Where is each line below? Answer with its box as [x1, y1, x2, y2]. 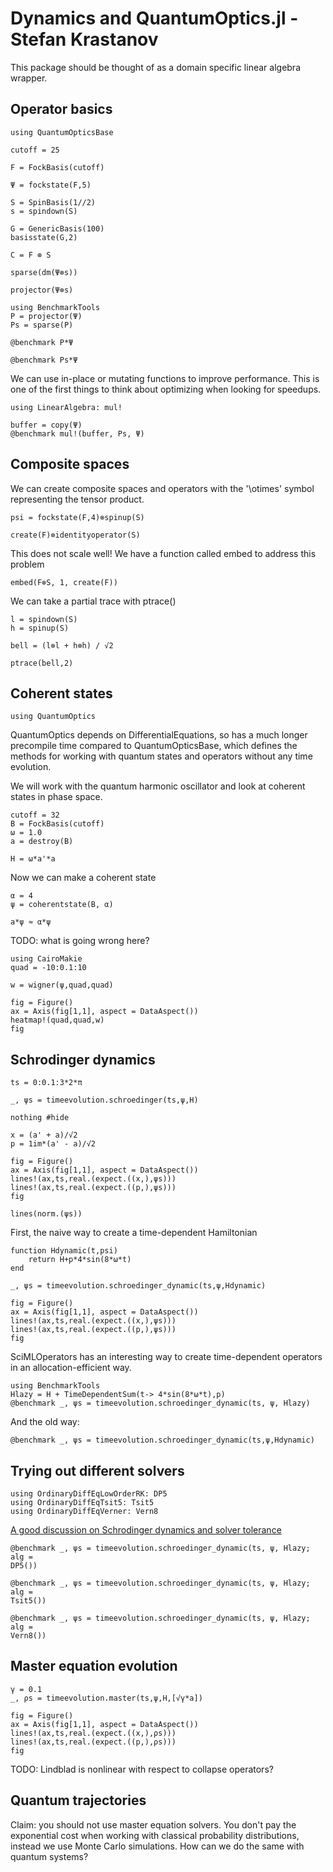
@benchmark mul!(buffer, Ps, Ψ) [10, 428, 145, 439]
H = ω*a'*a [10, 854, 56, 864]
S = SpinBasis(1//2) [10, 197, 97, 207]
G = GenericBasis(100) [10, 223, 105, 234]
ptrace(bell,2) [10, 658, 74, 668]
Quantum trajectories [10, 1792, 147, 1809]
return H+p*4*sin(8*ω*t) [28, 1255, 132, 1265]
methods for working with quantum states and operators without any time [10, 750, 313, 762]
